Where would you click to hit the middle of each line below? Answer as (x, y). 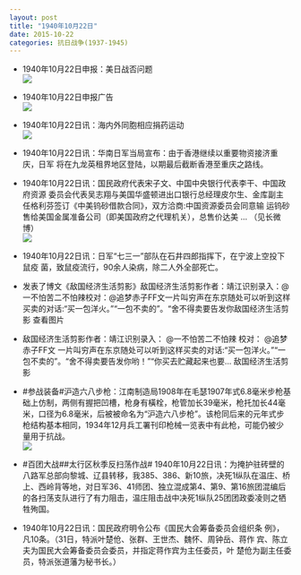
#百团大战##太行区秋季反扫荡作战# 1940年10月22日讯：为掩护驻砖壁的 (153, 464)
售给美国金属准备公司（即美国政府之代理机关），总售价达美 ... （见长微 (151, 217)
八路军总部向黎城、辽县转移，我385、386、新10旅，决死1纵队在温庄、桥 (156, 476)
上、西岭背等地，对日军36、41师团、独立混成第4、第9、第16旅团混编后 (154, 487)
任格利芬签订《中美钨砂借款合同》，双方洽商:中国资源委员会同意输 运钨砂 (156, 206)
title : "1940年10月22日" (54, 26)
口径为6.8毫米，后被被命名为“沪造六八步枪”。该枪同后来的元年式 (157, 414)
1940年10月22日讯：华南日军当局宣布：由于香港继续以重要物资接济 (146, 153)
